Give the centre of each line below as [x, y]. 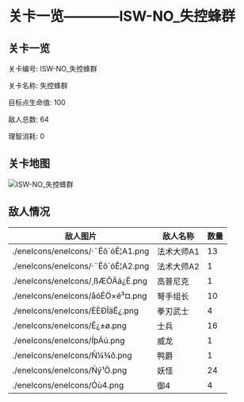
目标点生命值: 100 [37, 102]
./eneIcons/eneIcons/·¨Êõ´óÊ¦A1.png [81, 251]
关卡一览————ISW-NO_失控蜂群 [122, 16]
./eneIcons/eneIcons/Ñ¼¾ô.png [72, 355]
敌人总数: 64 [29, 119]
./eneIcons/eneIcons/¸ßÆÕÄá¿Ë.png [80, 280]
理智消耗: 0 [27, 136]
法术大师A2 [178, 266]
